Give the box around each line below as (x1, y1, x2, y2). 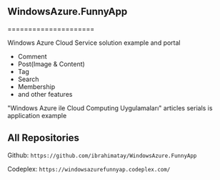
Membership (17, 82, 56, 91)
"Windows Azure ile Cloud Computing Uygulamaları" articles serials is (7, 103, 213, 112)
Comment (17, 52, 47, 60)
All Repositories (7, 132, 80, 144)
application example (7, 111, 67, 120)
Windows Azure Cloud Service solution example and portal (7, 38, 181, 47)
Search (17, 75, 39, 83)
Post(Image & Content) (17, 60, 86, 68)
